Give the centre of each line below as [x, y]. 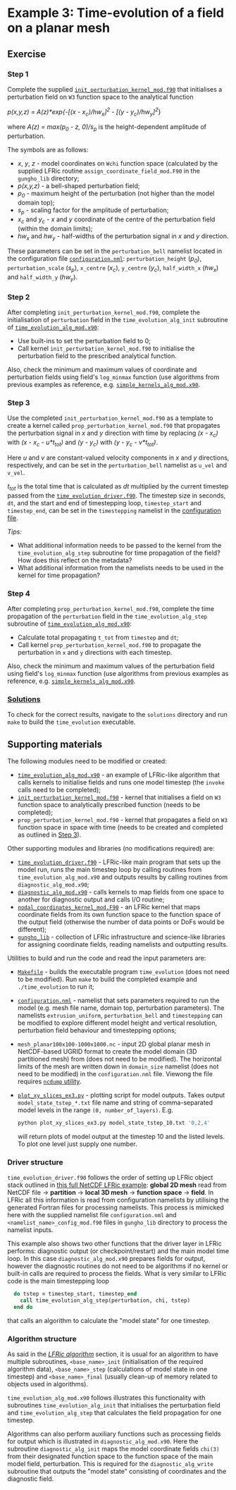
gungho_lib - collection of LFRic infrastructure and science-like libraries [121, 937]
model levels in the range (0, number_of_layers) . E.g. [95, 1110]
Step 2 [19, 297]
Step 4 [19, 593]
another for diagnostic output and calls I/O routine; [91, 899]
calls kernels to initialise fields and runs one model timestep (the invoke [121, 782]
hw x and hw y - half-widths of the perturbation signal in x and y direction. [123, 236]
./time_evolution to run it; [56, 987]
